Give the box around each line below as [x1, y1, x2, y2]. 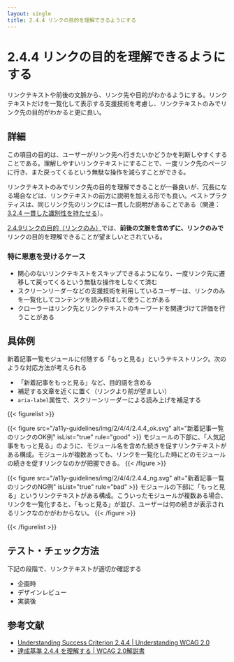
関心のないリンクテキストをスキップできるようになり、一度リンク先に [17, 269, 219, 277]
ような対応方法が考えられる [7, 364, 87, 372]
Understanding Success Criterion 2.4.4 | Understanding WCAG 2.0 [17, 638, 210, 647]
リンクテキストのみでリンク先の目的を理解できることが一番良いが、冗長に [7, 183, 221, 191]
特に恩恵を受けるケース [7, 252, 86, 262]
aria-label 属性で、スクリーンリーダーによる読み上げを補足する [17, 396, 201, 404]
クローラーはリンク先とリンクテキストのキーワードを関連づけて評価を [17, 304, 220, 312]
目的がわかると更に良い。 [31, 108, 105, 117]
